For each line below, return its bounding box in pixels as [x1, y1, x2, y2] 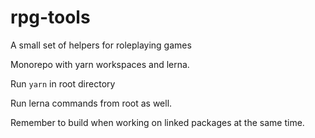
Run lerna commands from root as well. [10, 97, 173, 109]
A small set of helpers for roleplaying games [10, 39, 192, 51]
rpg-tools [10, 6, 91, 29]
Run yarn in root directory [10, 77, 116, 90]
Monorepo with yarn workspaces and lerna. [10, 58, 190, 70]
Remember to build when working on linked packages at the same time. [10, 116, 305, 128]
